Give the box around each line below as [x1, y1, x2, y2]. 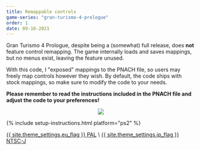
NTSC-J [6, 137, 26, 145]
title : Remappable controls [6, 8, 77, 15]
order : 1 [6, 20, 28, 26]
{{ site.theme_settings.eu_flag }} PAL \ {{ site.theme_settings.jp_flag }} [6, 131, 179, 138]
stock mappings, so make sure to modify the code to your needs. [6, 79, 168, 86]
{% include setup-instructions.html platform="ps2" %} [6, 120, 141, 127]
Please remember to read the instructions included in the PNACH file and [6, 90, 192, 97]
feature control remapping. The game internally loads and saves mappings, [6, 48, 192, 56]
